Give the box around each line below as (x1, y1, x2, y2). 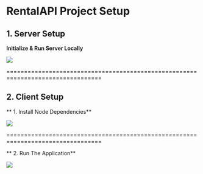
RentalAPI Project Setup (6, 4, 130, 18)
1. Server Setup (6, 29, 66, 39)
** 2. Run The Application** (6, 149, 76, 156)
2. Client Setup (6, 92, 64, 102)
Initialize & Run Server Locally (6, 44, 84, 52)
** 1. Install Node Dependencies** (6, 108, 92, 115)
